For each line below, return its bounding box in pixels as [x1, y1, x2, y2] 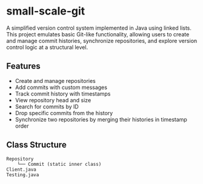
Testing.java [6, 171, 39, 178]
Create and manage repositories [15, 77, 96, 84]
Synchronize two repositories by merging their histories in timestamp [15, 116, 188, 123]
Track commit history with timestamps [15, 90, 111, 97]
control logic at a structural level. [6, 44, 88, 51]
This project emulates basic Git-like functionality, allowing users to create [6, 30, 190, 38]
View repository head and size [15, 96, 92, 103]
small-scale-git [6, 4, 85, 18]
